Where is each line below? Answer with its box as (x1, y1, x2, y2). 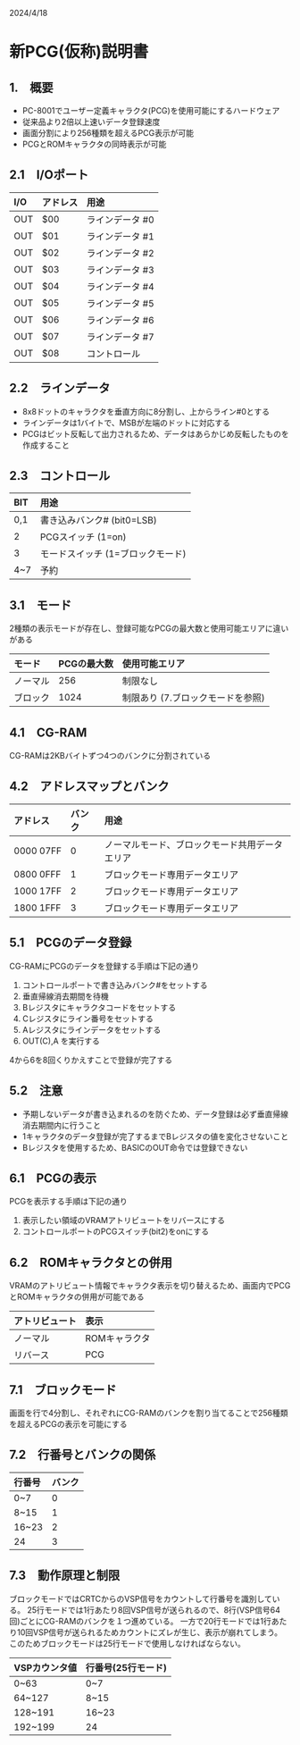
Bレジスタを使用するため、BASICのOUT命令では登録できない (21, 1142, 248, 1153)
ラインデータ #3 (86, 264, 154, 276)
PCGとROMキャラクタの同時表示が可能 (21, 138, 167, 149)
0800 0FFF (13, 868, 62, 880)
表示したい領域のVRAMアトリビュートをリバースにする (21, 1215, 226, 1226)
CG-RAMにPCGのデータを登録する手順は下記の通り (9, 961, 200, 971)
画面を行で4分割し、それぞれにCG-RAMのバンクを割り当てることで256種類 (9, 1407, 288, 1418)
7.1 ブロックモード (9, 1382, 117, 1397)
